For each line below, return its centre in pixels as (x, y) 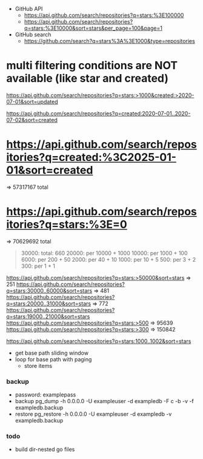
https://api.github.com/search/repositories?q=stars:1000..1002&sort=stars (99, 341)
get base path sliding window (52, 353)
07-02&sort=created (32, 120)
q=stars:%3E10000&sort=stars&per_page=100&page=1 (93, 28)
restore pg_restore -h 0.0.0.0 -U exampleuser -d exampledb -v (93, 414)
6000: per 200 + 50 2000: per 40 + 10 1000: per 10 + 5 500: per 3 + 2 (108, 259)
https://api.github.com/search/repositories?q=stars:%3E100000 (104, 15)
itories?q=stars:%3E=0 (67, 225)
